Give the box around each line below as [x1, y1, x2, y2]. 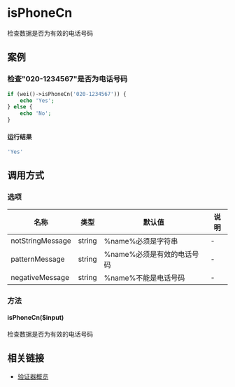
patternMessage [10, 254, 65, 264]
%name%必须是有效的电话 [104, 249, 192, 259]
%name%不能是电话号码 [104, 273, 185, 283]
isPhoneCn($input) [7, 314, 64, 322]
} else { [7, 104, 33, 111]
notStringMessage [10, 236, 71, 246]
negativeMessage [10, 272, 70, 282]
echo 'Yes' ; [20, 97, 55, 104]
